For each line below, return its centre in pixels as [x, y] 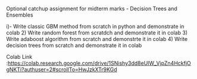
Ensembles [20, 15]
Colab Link [19, 57]
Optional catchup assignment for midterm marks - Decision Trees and [92, 9]
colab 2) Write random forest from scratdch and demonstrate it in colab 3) [97, 33]
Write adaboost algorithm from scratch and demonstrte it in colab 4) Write [97, 39]
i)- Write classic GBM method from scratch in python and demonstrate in [95, 26]
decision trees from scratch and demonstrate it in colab [74, 45]
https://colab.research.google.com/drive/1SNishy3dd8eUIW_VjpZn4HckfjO [100, 63]
